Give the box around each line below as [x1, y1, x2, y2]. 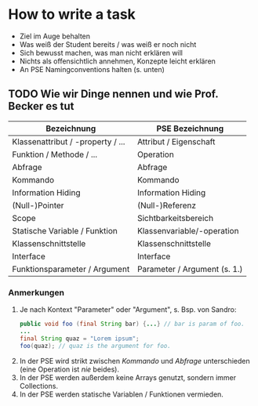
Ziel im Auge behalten [19, 31, 91, 41]
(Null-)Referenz [136, 200, 197, 211]
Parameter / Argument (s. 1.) [136, 263, 243, 274]
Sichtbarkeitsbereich [136, 212, 214, 223]
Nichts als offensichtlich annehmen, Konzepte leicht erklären [19, 56, 216, 66]
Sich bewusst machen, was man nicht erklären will [19, 48, 183, 57]
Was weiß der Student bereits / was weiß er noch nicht [19, 39, 197, 49]
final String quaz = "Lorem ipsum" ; [19, 335, 140, 343]
